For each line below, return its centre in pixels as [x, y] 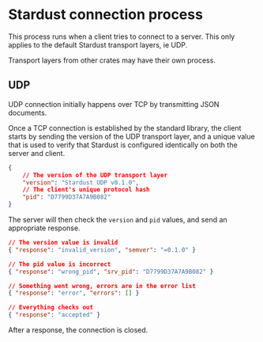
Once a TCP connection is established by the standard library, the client [125, 127]
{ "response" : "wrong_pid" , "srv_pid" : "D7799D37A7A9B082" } [111, 272]
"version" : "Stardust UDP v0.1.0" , [81, 182]
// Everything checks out [51, 308]
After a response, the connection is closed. [78, 330]
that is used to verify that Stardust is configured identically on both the [123, 145]
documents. [28, 112]
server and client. [37, 153]
